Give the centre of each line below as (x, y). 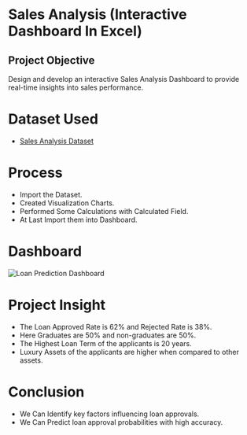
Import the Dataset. (51, 194)
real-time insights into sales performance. (76, 87)
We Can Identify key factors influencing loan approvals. (109, 414)
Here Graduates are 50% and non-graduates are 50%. (108, 335)
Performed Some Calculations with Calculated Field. (104, 211)
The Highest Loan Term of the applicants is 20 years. (106, 343)
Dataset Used (53, 119)
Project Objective (52, 60)
